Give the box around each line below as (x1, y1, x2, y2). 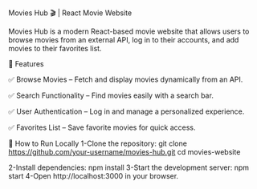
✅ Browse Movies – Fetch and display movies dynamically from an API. (8, 74, 243, 84)
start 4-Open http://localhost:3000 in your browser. (8, 171, 179, 180)
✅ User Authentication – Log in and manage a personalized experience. (8, 107, 245, 116)
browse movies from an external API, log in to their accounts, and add (8, 35, 239, 44)
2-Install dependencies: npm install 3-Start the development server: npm (8, 163, 250, 172)
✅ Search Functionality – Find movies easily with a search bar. (8, 90, 214, 100)
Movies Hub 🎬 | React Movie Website (8, 8, 133, 18)
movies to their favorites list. (8, 44, 102, 53)
